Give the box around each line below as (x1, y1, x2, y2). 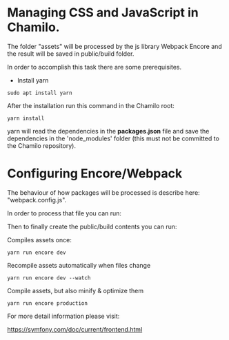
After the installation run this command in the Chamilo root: (7, 101, 175, 109)
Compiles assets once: (7, 235, 72, 244)
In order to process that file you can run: (7, 209, 122, 217)
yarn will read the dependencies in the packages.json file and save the (7, 127, 210, 135)
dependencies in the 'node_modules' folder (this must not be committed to (7, 134, 219, 142)
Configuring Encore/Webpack (7, 166, 183, 182)
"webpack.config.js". (7, 195, 67, 204)
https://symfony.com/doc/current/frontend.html (7, 325, 143, 333)
